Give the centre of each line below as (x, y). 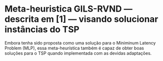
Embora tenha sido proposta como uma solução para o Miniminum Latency (80, 43)
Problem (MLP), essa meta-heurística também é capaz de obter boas (74, 48)
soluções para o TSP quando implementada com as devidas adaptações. (78, 53)
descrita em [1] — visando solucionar (81, 19)
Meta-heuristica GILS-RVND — (69, 9)
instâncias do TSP (42, 30)
